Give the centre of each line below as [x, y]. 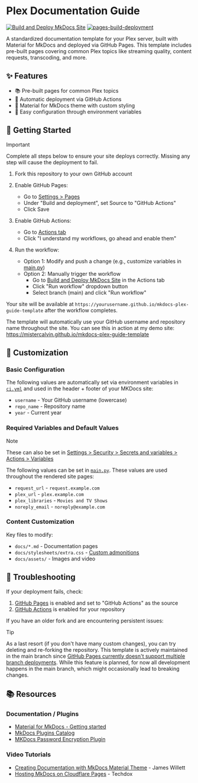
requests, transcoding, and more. [47, 57]
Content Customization [40, 522]
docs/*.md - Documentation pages [56, 546]
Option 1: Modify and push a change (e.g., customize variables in [103, 261]
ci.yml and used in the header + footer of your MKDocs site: [80, 389]
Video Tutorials [29, 755]
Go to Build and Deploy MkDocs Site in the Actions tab [98, 280]
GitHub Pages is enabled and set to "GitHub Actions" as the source [96, 603]
